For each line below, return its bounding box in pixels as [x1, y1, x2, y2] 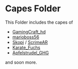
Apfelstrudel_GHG [12, 50, 49, 56]
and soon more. [5, 59, 37, 65]
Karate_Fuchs [12, 44, 40, 50]
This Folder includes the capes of [5, 19, 73, 25]
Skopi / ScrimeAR [12, 39, 48, 45]
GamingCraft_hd [12, 29, 46, 34]
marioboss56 [12, 34, 39, 40]
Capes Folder [5, 3, 61, 14]
